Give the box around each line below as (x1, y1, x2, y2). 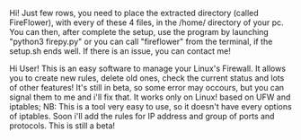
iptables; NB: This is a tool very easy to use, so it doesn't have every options (9, 101, 292, 111)
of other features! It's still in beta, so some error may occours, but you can (9, 83, 285, 92)
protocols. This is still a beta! (9, 120, 115, 131)
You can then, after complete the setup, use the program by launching (9, 27, 270, 37)
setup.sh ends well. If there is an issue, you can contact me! (9, 46, 232, 57)
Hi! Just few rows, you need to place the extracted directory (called (9, 8, 259, 18)
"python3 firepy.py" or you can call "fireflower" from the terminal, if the (9, 36, 273, 47)
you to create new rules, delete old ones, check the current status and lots (9, 73, 285, 83)
